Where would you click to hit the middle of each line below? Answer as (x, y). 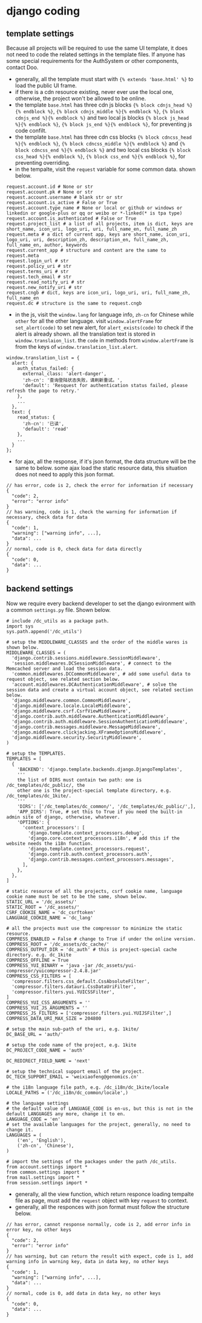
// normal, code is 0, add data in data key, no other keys (84, 1293)
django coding (43, 11)
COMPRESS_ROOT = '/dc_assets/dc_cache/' (58, 944)
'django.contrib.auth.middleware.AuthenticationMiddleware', (90, 716)
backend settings (40, 589)
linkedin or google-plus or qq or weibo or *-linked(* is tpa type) (94, 213)
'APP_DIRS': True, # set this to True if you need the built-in (100, 812)
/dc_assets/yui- (116, 965)
